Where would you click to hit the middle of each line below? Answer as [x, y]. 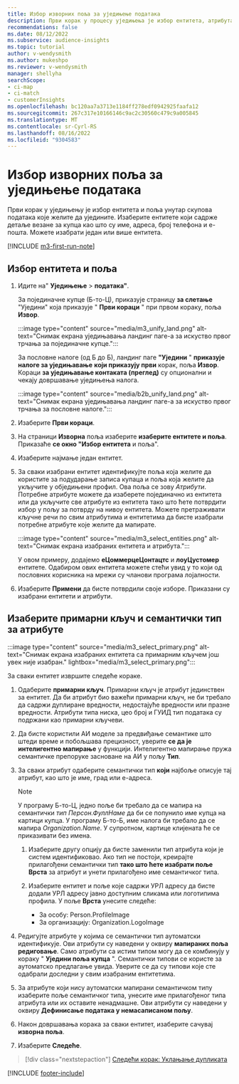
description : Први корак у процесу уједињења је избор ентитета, [106, 21]
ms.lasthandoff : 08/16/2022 [49, 133]
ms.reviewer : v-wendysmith [47, 67]
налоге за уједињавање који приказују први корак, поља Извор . [118, 365]
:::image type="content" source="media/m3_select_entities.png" [112, 538]
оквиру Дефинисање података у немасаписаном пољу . [105, 1010]
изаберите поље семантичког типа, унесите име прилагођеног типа [122, 995]
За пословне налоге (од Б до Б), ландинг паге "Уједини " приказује [121, 357]
